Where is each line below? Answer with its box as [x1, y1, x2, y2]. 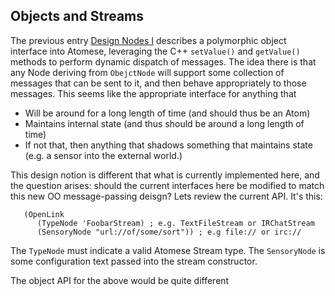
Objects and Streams [10, 8, 145, 25]
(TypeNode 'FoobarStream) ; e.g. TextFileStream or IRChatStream [36, 218, 315, 228]
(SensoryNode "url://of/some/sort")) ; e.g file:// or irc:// [36, 227, 302, 237]
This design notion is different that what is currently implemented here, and [10, 169, 320, 181]
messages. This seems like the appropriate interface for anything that [10, 87, 297, 99]
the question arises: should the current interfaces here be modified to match [10, 179, 325, 191]
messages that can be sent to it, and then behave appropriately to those [10, 77, 307, 89]
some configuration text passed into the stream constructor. [10, 255, 258, 267]
